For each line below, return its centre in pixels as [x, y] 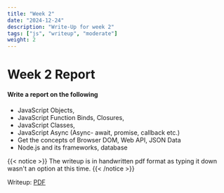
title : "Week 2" [31, 14]
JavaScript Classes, [46, 125]
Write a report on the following [53, 94]
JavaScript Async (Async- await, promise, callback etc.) [99, 132]
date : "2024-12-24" [36, 20]
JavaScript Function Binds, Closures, [71, 117]
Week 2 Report [51, 75]
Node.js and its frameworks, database [72, 147]
